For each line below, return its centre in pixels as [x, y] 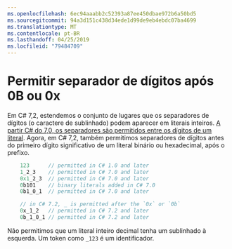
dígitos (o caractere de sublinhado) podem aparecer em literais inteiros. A [114, 123]
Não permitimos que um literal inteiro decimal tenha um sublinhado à [107, 230]
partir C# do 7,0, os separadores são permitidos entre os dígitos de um [110, 130]
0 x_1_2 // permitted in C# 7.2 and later [85, 211]
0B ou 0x [34, 96]
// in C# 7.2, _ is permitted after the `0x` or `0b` [100, 204]
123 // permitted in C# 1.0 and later [85, 166]
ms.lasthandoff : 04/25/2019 [49, 40]
